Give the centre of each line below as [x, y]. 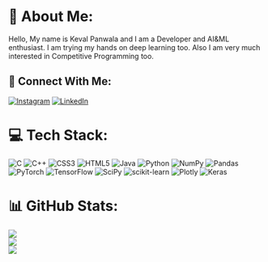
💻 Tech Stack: [58, 135]
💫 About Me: [51, 17]
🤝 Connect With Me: [60, 81]
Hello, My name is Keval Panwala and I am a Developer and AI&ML [119, 39]
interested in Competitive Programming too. [81, 56]
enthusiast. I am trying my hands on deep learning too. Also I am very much [134, 47]
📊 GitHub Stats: [64, 206]
